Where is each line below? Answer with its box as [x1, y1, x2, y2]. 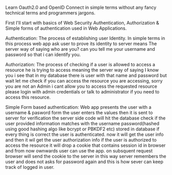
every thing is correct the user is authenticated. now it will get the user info [5, 131, 164, 138]
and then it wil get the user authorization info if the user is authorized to [5, 137, 157, 143]
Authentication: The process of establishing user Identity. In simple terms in [5, 35, 165, 41]
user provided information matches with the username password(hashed [5, 121, 160, 126]
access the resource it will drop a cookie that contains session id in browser [5, 142, 166, 148]
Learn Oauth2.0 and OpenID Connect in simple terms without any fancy [5, 5, 157, 10]
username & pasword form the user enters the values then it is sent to [5, 110, 153, 115]
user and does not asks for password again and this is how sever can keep [5, 159, 163, 165]
